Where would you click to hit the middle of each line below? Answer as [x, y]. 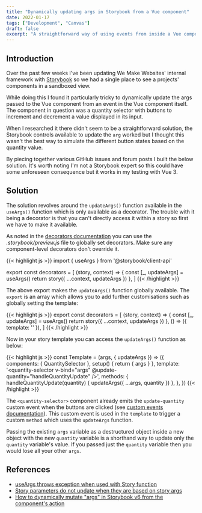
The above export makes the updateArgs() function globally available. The [98, 290]
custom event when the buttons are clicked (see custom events [85, 407]
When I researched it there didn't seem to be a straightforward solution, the [99, 128]
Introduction [30, 59]
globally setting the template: [42, 303]
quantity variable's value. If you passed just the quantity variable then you [99, 444]
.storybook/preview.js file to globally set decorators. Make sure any [90, 242]
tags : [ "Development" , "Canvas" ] [48, 23]
